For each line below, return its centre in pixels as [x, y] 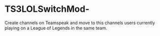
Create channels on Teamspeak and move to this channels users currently [80, 23]
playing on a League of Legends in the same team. [56, 28]
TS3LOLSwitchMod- [47, 9]
